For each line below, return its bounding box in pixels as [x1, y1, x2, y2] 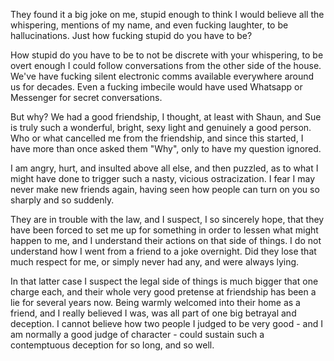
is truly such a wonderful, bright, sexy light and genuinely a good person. [10, 122, 312, 133]
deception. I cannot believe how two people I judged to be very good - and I [10, 318, 324, 329]
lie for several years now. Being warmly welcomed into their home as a [10, 297, 301, 308]
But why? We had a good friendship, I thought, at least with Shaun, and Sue [10, 111, 322, 123]
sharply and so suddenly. [10, 194, 115, 206]
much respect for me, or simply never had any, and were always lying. [10, 256, 300, 268]
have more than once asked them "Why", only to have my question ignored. [10, 143, 322, 154]
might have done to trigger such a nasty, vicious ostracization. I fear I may [10, 173, 316, 184]
